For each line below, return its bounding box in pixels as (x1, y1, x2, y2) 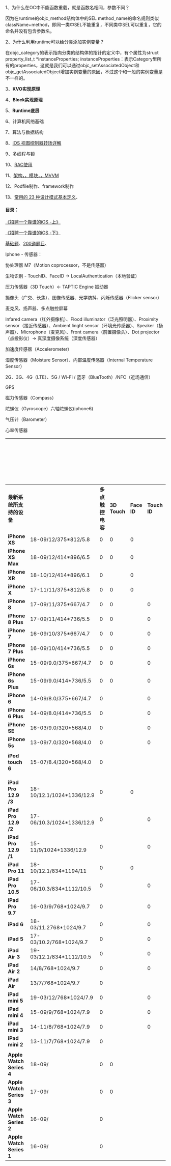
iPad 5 (8, 935, 24, 943)
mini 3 (8, 1027, 23, 1034)
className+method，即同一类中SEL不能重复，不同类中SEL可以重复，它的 (5, 22, 162, 27)
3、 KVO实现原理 (5, 86, 41, 92)
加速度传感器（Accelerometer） (5, 346, 72, 352)
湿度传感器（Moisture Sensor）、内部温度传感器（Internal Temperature (5, 357, 153, 363)
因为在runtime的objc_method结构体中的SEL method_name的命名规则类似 (5, 15, 159, 21)
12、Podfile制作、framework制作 (5, 183, 74, 189)
